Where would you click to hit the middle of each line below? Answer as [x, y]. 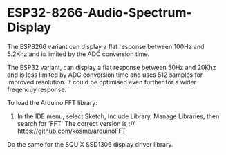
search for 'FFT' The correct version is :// [76, 123]
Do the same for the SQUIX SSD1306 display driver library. [90, 144]
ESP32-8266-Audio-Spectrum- [100, 13]
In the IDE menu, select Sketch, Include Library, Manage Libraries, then [118, 116]
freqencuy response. [37, 89]
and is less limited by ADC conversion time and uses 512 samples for [105, 75]
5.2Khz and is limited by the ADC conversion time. [78, 54]
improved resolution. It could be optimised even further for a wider [102, 82]
